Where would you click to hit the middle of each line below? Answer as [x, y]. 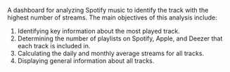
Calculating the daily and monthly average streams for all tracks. [111, 53]
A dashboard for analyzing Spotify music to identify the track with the [108, 10]
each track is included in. [54, 46]
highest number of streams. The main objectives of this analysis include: [112, 17]
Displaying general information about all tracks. [86, 61]
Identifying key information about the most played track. [99, 31]
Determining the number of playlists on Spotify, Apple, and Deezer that [120, 38]
